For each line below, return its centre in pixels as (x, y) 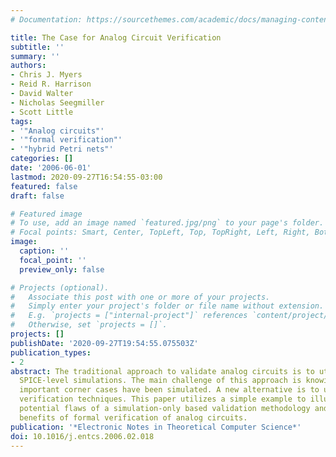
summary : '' (35, 56)
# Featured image (46, 214)
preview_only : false (62, 269)
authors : (28, 66)
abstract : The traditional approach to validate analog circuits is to (162, 371)
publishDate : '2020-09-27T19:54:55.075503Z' (104, 343)
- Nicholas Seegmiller (57, 102)
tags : (21, 121)
